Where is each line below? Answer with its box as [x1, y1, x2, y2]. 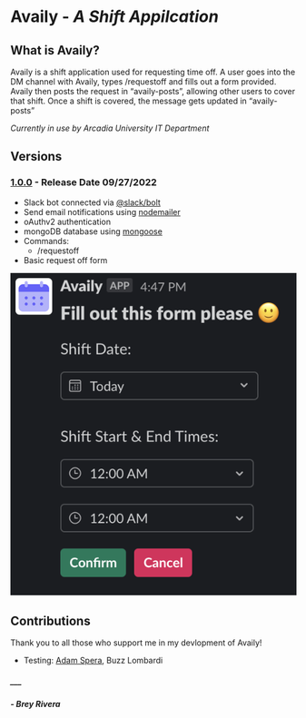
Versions [10, 149, 63, 164]
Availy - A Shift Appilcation [10, 6, 219, 27]
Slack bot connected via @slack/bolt [23, 197, 162, 208]
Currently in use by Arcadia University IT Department [10, 123, 210, 133]
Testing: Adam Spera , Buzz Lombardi [23, 655, 163, 666]
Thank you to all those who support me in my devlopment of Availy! [10, 637, 262, 648]
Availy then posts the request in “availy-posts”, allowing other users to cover [10, 86, 296, 96]
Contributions [10, 613, 91, 628]
